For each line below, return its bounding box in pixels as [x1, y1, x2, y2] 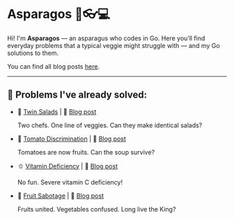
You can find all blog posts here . [7, 62, 100, 70]
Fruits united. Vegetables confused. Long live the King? [17, 205, 176, 213]
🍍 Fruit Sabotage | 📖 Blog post [17, 191, 104, 200]
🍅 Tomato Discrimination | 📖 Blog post [17, 134, 127, 143]
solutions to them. [7, 49, 59, 57]
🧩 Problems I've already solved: [7, 89, 148, 101]
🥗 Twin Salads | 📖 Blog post [17, 107, 97, 116]
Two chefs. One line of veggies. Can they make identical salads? [17, 120, 203, 129]
